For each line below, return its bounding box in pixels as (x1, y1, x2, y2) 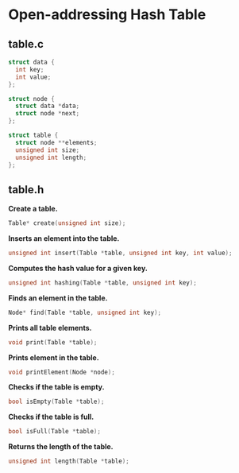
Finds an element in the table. (8, 293, 108, 303)
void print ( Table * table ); (8, 338, 98, 347)
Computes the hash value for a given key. (8, 263, 148, 273)
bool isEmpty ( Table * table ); (8, 397, 105, 406)
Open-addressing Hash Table (8, 6, 206, 24)
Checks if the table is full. (8, 412, 94, 422)
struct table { (8, 131, 59, 139)
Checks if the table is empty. (8, 382, 105, 392)
